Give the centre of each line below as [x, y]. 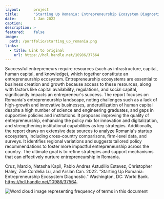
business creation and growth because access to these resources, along [78, 84]
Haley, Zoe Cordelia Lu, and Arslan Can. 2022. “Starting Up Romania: [74, 172]
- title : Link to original [37, 50]
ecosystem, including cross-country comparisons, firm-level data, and [76, 136]
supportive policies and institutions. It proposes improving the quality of [77, 116]
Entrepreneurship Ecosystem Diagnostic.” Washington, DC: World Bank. [77, 177]
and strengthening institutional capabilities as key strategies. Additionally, [79, 126]
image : [12, 37]
